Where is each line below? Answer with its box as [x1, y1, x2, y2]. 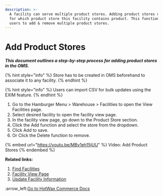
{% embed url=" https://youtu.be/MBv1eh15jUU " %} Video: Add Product [5, 142, 148, 148]
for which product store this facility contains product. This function [9, 16, 160, 21]
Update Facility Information [12, 176, 66, 182]
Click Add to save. [12, 127, 49, 133]
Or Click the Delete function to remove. [12, 132, 91, 139]
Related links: [5, 157, 33, 162]
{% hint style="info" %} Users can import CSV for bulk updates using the [5, 87, 151, 93]
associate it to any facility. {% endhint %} [5, 77, 88, 83]
